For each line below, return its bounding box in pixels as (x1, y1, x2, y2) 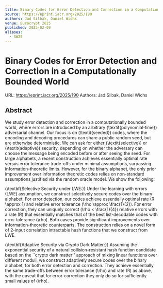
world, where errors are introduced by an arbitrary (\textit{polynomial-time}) (5, 124, 157, 130)
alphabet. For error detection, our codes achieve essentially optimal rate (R (5, 196, 155, 202)
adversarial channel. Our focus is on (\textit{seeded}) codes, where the (5, 130, 147, 135)
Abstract (5, 106, 33, 115)
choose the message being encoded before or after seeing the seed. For (5, 150, 150, 156)
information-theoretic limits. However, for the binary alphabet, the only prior (5, 166, 156, 172)
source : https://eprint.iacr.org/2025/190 (5, 12, 92, 17)
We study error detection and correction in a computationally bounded (5, 119, 146, 125)
